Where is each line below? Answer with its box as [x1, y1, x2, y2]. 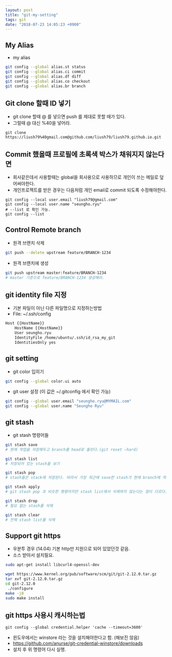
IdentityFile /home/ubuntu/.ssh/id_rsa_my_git [14, 335, 116, 340]
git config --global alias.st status [5, 65, 86, 70]
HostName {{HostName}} [14, 325, 63, 331]
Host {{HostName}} [5, 321, 45, 326]
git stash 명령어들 [12, 432, 49, 438]
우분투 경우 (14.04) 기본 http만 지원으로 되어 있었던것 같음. [12, 546, 130, 552]
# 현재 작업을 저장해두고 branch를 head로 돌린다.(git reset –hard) [5, 447, 138, 452]
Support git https [5, 531, 61, 540]
